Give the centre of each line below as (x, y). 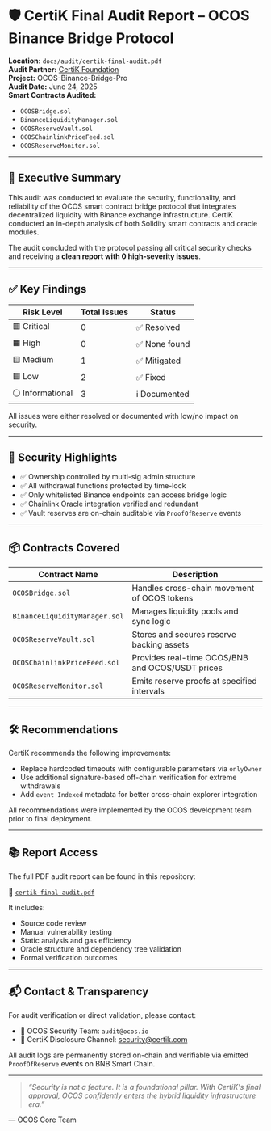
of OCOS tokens (163, 598)
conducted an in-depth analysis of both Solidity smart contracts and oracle (133, 223)
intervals (148, 691)
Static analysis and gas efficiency (75, 940)
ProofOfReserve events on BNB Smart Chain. (82, 1063)
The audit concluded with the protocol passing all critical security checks (130, 247)
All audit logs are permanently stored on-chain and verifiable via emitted (128, 1055)
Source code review (53, 923)
